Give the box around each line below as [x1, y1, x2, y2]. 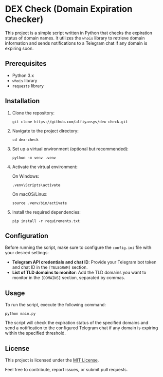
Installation [5, 97, 40, 105]
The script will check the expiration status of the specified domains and [5, 320, 148, 326]
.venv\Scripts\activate [12, 183, 61, 188]
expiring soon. [5, 45, 34, 51]
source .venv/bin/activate [12, 201, 67, 206]
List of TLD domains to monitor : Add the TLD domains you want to [12, 269, 146, 276]
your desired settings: [5, 250, 49, 256]
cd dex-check [12, 137, 39, 142]
